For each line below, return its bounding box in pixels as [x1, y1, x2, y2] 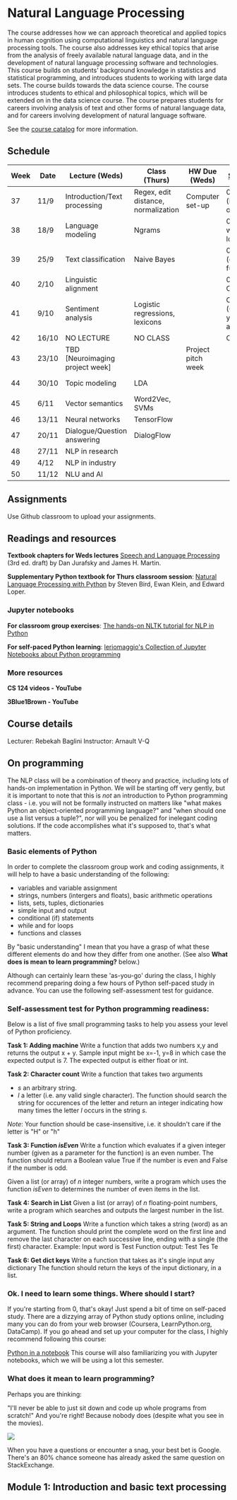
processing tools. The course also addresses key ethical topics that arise [7, 43, 219, 52]
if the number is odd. [7, 1164, 68, 1172]
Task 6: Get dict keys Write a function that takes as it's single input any [7, 1256, 215, 1264]
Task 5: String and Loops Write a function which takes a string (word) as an [7, 1220, 228, 1228]
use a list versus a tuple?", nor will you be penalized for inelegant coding [7, 814, 217, 822]
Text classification [65, 254, 126, 264]
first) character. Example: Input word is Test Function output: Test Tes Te [7, 1242, 219, 1251]
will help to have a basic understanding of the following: [7, 870, 170, 878]
